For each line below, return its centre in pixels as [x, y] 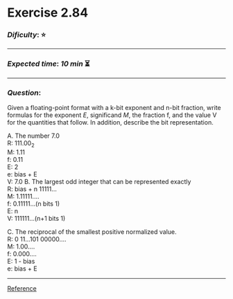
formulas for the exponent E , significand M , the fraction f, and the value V [112, 115]
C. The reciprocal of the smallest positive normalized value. [92, 232]
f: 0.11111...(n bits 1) [34, 203]
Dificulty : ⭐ [27, 35]
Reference [22, 288]
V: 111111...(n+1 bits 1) [36, 218]
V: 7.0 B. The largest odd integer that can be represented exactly [99, 181]
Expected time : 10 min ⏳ [49, 64]
